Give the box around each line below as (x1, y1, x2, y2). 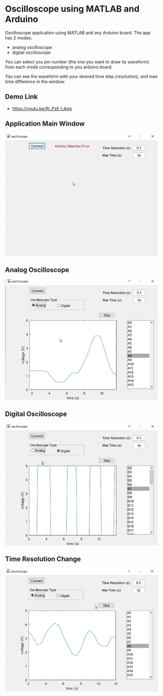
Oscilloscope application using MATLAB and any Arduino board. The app (5, 30, 151, 35)
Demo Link (5, 93, 38, 101)
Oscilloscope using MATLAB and (5, 3, 140, 15)
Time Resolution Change (5, 555, 81, 563)
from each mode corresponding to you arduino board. (5, 64, 113, 70)
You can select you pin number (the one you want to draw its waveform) (5, 59, 149, 65)
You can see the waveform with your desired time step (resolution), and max (5, 73, 158, 79)
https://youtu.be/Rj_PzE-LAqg (12, 105, 72, 111)
